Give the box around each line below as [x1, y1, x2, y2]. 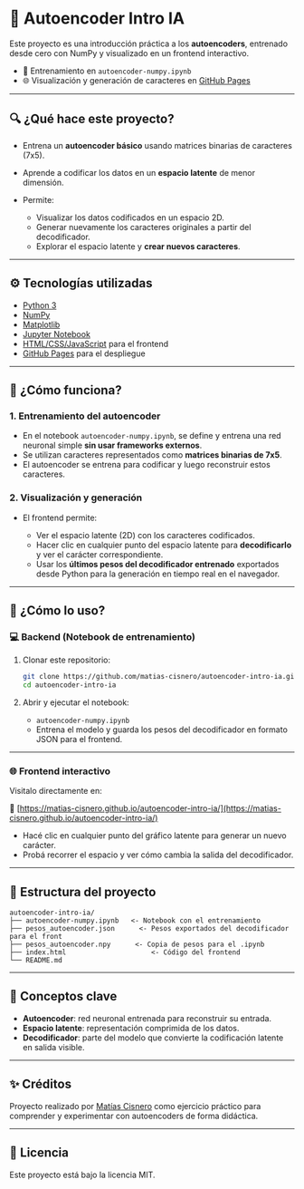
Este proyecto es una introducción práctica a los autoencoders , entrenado [9, 38, 288, 49]
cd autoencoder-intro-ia [22, 681, 117, 690]
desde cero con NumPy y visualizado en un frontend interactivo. [9, 47, 250, 58]
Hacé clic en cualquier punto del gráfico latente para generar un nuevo [22, 830, 287, 841]
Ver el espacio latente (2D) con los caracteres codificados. [35, 529, 255, 540]
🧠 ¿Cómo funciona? [9, 382, 122, 398]
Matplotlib [22, 319, 61, 330]
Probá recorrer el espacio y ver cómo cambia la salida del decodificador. [22, 849, 294, 860]
